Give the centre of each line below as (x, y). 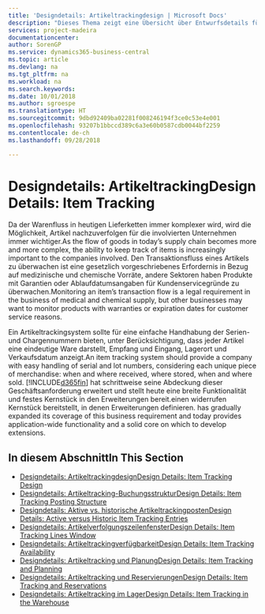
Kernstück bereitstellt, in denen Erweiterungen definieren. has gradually (125, 408)
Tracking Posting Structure (63, 502)
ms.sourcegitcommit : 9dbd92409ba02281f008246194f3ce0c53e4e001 (114, 118)
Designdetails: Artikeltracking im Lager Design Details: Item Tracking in (134, 594)
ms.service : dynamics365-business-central (79, 52)
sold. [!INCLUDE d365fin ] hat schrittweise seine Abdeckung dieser (116, 383)
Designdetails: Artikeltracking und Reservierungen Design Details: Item (134, 578)
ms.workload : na (35, 81)
